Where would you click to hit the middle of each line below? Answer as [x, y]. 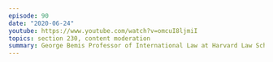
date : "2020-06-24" [41, 23]
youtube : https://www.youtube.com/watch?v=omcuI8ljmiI [103, 31]
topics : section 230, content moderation [80, 38]
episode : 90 [28, 16]
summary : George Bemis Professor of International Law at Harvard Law [130, 46]
